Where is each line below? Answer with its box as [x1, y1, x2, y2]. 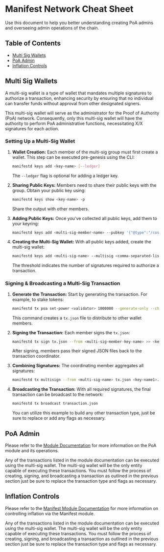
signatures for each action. [5, 125, 60, 131]
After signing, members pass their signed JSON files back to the [12, 348, 142, 354]
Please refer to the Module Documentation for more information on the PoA [5, 442, 157, 448]
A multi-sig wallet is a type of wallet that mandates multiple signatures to [5, 90, 152, 96]
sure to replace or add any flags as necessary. [12, 415, 106, 421]
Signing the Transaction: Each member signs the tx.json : [12, 329, 130, 335]
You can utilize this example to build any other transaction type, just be [12, 410, 155, 416]
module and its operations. [5, 447, 59, 453]
